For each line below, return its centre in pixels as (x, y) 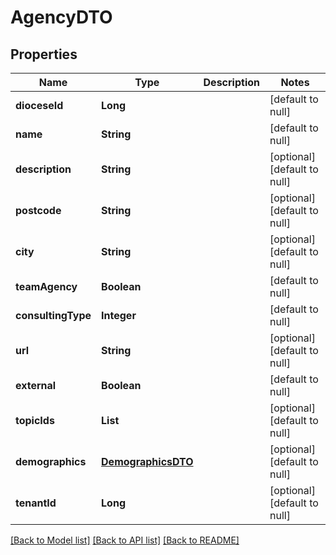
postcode (38, 210)
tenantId (36, 503)
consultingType (53, 315)
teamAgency (46, 286)
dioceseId (39, 105)
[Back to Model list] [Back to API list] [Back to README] (125, 540)
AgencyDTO (61, 17)
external (36, 385)
